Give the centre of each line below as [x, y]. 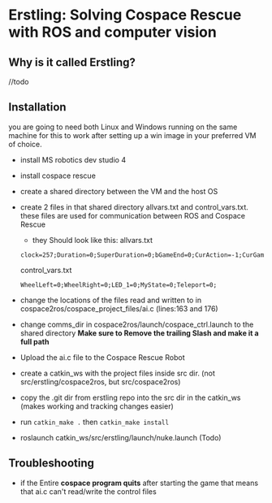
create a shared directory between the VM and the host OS [119, 191]
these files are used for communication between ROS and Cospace [133, 215]
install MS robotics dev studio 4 [73, 159]
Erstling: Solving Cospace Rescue [125, 15]
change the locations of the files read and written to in [110, 300]
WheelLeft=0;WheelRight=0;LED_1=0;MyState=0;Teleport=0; [119, 285]
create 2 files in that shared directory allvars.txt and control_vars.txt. [134, 207]
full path [35, 341]
